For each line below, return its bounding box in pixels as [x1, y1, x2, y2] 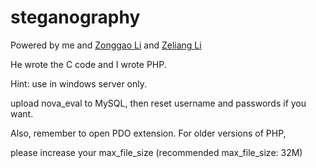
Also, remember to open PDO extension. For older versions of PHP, [10, 127, 287, 139]
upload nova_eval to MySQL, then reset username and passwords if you [10, 97, 307, 109]
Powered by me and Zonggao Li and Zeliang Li [10, 39, 202, 51]
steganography [10, 6, 141, 29]
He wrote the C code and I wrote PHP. [10, 58, 167, 70]
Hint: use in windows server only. [10, 77, 148, 90]
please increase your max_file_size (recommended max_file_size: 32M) [10, 146, 303, 158]
